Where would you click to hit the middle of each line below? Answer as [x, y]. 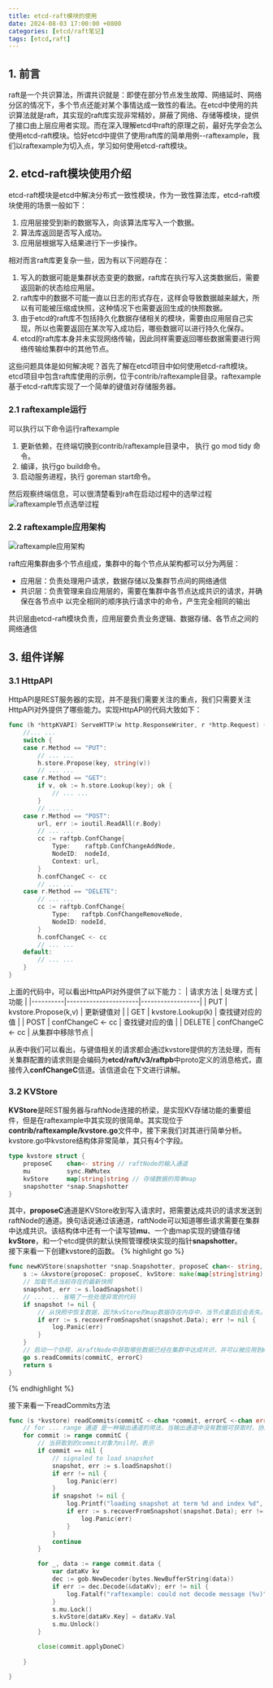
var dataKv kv [76, 1572]
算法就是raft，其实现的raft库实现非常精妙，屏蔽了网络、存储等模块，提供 [137, 116]
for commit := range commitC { [76, 1436]
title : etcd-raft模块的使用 [53, 16]
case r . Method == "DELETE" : [70, 892]
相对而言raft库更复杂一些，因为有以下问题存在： [89, 260]
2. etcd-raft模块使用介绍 [70, 174]
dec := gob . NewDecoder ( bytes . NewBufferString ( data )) [143, 1579]
